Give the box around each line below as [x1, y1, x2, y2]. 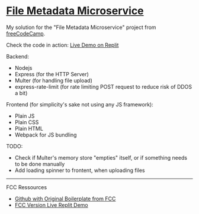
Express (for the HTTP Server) [14, 70, 89, 77]
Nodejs [14, 64, 33, 72]
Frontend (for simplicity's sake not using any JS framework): [6, 100, 154, 108]
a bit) [14, 89, 28, 96]
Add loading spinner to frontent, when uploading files [14, 167, 145, 174]
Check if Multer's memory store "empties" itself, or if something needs [14, 154, 188, 161]
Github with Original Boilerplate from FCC [14, 195, 116, 202]
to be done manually [14, 160, 65, 167]
